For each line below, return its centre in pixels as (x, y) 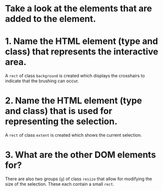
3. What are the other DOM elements (81, 155)
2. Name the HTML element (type (74, 101)
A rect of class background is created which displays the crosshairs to (75, 76)
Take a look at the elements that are (79, 9)
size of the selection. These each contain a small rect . (60, 184)
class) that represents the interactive (82, 52)
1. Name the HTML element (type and (81, 41)
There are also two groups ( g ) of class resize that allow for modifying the (79, 179)
